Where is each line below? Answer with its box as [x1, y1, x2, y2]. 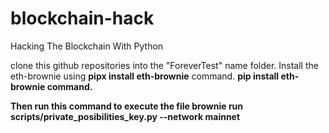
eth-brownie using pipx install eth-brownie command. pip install [10, 70, 280, 82]
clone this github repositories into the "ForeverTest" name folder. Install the [10, 59, 319, 71]
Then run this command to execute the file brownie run [10, 100, 244, 112]
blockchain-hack [10, 7, 155, 30]
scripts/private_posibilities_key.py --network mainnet [10, 110, 241, 122]
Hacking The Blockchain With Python [10, 40, 164, 52]
